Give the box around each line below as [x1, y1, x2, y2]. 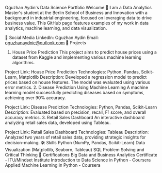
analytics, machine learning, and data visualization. [5, 25, 107, 31]
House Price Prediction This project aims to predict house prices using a [12, 49, 157, 55]
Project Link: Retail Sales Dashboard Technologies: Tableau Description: [5, 129, 149, 135]
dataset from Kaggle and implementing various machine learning [12, 54, 142, 60]
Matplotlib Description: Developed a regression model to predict [18, 74, 147, 80]
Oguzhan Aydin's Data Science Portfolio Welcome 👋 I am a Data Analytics [5, 5, 152, 10]
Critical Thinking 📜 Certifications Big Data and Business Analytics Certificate [5, 152, 158, 157]
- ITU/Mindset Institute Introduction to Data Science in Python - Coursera [5, 157, 151, 163]
